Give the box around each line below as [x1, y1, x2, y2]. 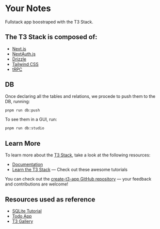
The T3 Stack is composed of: [5, 33, 98, 41]
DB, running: [5, 98, 30, 104]
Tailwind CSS [12, 61, 39, 67]
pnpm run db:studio [5, 126, 45, 131]
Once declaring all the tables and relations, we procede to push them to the [5, 93, 156, 99]
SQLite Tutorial [12, 208, 42, 214]
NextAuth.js [12, 51, 36, 57]
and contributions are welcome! [5, 181, 69, 187]
